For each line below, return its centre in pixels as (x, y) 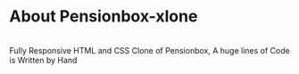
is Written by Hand (43, 60)
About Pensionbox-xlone (104, 16)
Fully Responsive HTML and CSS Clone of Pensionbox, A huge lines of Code (149, 50)
